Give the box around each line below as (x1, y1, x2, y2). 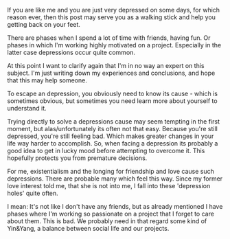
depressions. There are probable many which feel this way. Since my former (7, 174, 223, 183)
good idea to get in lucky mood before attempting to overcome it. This (7, 147, 205, 155)
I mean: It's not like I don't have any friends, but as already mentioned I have (7, 203, 223, 210)
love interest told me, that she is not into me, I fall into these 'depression (7, 182, 211, 190)
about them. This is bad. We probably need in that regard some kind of (7, 217, 207, 225)
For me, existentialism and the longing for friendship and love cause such (7, 168, 214, 175)
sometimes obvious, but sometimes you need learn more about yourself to (7, 97, 218, 105)
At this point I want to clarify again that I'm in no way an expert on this (7, 62, 205, 69)
